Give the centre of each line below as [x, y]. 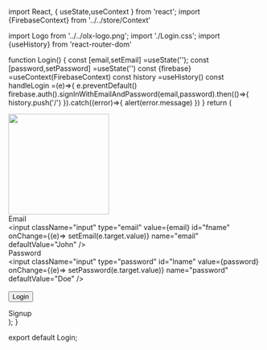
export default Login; [43, 338]
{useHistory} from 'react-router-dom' [70, 44]
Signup [20, 313]
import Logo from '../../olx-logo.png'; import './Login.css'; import [114, 36]
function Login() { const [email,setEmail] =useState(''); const [109, 60]
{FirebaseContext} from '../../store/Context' [80, 20]
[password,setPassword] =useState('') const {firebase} [100, 68]
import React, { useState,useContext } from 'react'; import [105, 12]
